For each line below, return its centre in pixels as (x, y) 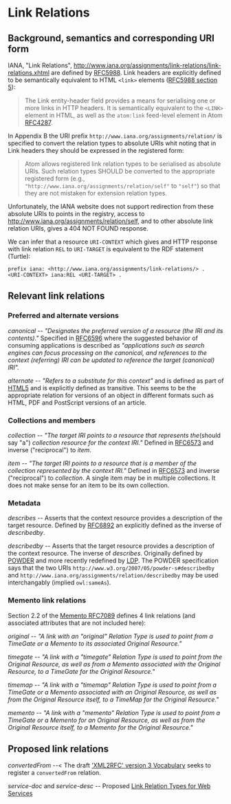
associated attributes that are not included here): (77, 623)
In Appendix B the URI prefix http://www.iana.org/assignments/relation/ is (115, 136)
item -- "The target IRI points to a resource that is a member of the (102, 463)
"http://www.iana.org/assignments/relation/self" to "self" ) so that (122, 186)
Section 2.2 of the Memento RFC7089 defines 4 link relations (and (101, 615)
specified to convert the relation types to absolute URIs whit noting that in (112, 143)
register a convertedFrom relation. (55, 773)
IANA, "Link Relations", (40, 65)
